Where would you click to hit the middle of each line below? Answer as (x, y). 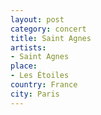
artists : (28, 47)
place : (24, 66)
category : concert (48, 29)
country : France (44, 85)
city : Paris (35, 94)
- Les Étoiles (40, 76)
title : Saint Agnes (51, 38)
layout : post (37, 19)
